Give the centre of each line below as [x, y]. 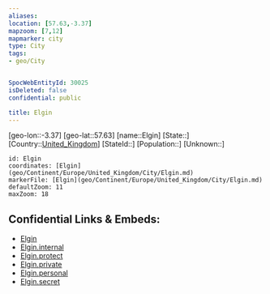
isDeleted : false [38, 90]
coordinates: [30, 166]
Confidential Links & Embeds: [84, 219]
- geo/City [27, 62]
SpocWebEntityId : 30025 [49, 83]
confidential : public [45, 98]
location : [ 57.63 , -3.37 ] [50, 23]
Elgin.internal [42, 247]
